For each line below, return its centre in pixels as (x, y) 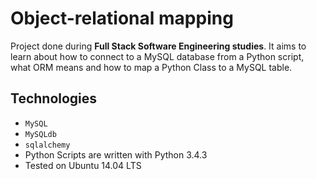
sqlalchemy (47, 145)
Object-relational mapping (122, 18)
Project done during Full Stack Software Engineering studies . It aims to (158, 46)
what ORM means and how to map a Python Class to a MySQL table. (151, 67)
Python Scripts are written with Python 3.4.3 (116, 154)
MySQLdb (40, 134)
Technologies (54, 98)
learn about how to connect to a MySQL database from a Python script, (157, 56)
